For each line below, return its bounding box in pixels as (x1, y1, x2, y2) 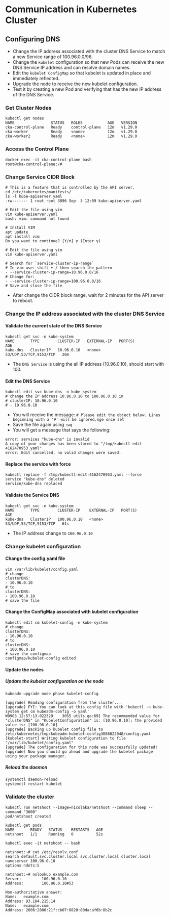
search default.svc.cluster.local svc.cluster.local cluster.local (5, 854, 151, 859)
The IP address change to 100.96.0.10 (12, 530, 93, 536)
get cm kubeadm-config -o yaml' (21, 709, 90, 714)
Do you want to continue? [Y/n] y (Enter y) (5, 238, 101, 243)
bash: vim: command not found (5, 216, 70, 221)
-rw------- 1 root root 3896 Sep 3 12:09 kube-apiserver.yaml (5, 198, 142, 203)
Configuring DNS (5, 35, 60, 43)
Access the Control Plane (5, 145, 70, 152)
